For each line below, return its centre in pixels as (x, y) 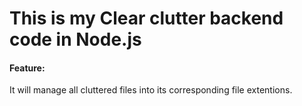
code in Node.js (75, 39)
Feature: (27, 68)
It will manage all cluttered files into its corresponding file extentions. (151, 90)
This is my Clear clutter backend (146, 18)
